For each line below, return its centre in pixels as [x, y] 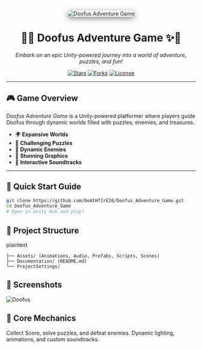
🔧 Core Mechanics [41, 319]
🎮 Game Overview [42, 98]
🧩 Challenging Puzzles [44, 143]
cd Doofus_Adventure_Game [38, 206]
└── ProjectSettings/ [33, 267]
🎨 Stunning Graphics [41, 156]
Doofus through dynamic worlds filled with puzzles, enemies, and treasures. [101, 122]
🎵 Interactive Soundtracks [48, 162]
